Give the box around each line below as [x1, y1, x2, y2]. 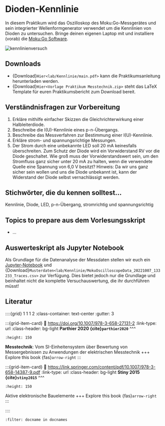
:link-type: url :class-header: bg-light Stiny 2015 [41, 369, 140, 375]
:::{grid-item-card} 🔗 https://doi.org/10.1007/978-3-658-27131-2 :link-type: [5, 320, 157, 326]
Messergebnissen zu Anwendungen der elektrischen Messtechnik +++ [5, 349, 150, 355]
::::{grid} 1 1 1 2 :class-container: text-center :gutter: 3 [5, 310, 114, 316]
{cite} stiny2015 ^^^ [5, 374, 45, 380]
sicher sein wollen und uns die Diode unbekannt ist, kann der [12, 169, 137, 175]
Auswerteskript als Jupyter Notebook [5, 243, 124, 252]
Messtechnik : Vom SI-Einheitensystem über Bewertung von [5, 344, 128, 350]
